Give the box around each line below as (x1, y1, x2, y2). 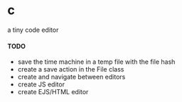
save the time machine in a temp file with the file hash (17, 57, 176, 66)
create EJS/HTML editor (17, 88, 89, 96)
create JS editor (17, 80, 65, 89)
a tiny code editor (7, 25, 59, 34)
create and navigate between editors (17, 73, 126, 81)
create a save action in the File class (17, 65, 124, 74)
